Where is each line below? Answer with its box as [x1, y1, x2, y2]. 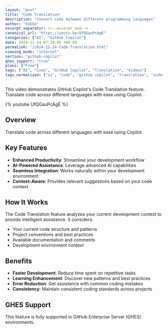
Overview [5, 116, 36, 124]
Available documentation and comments [12, 237, 95, 243]
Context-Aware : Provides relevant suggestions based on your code [12, 178, 152, 184]
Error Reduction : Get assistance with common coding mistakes [12, 281, 143, 287]
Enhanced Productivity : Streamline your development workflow [12, 157, 145, 163]
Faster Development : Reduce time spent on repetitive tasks [12, 270, 136, 276]
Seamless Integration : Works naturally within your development [12, 167, 145, 173]
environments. [5, 319, 35, 325]
